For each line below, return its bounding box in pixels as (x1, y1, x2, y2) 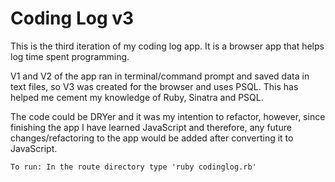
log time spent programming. (10, 50, 130, 62)
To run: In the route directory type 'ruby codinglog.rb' (10, 162, 257, 172)
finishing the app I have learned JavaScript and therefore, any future (10, 121, 292, 133)
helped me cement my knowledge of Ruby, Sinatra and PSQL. (10, 91, 264, 103)
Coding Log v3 (10, 7, 135, 30)
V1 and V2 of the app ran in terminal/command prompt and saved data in (10, 70, 310, 82)
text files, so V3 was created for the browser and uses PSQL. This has (10, 80, 299, 92)
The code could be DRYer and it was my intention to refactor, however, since (10, 110, 326, 122)
